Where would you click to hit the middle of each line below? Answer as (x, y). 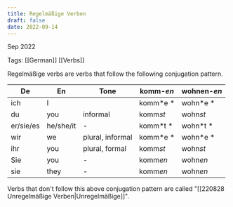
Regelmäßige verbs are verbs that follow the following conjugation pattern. (115, 74)
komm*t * (156, 126)
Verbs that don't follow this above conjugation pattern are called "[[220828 (116, 189)
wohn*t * (197, 126)
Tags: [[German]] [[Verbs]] (46, 60)
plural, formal (105, 149)
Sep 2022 (22, 47)
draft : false (26, 20)
